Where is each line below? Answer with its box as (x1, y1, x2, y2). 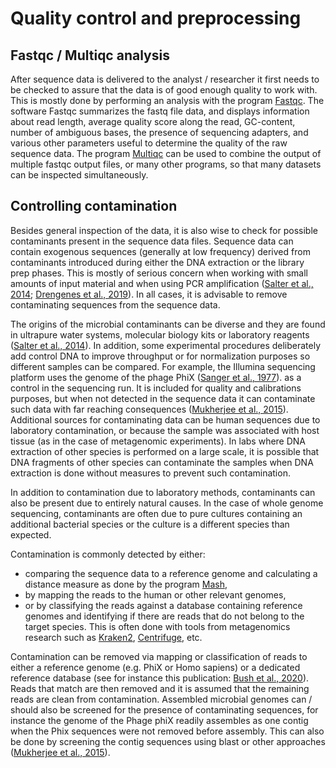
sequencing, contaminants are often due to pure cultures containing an (10, 507, 303, 519)
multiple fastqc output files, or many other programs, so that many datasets (10, 158, 322, 170)
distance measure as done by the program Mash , (24, 578, 228, 590)
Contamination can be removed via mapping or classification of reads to (10, 650, 308, 662)
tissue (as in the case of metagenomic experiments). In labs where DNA (10, 435, 307, 447)
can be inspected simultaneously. (10, 169, 149, 181)
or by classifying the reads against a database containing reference (24, 599, 303, 611)
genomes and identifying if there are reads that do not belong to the (24, 610, 305, 622)
